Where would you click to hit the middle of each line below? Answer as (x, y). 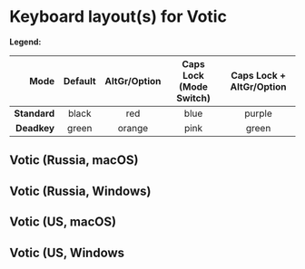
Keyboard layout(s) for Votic (118, 17)
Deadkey (35, 128)
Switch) (193, 98)
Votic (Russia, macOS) (74, 160)
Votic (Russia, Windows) (80, 191)
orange (133, 128)
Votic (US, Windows (67, 252)
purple (258, 113)
